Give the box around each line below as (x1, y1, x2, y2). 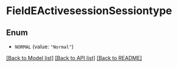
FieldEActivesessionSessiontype (6, 4, 173, 18)
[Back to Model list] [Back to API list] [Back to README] (6, 55, 142, 61)
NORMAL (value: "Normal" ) (14, 43, 74, 50)
